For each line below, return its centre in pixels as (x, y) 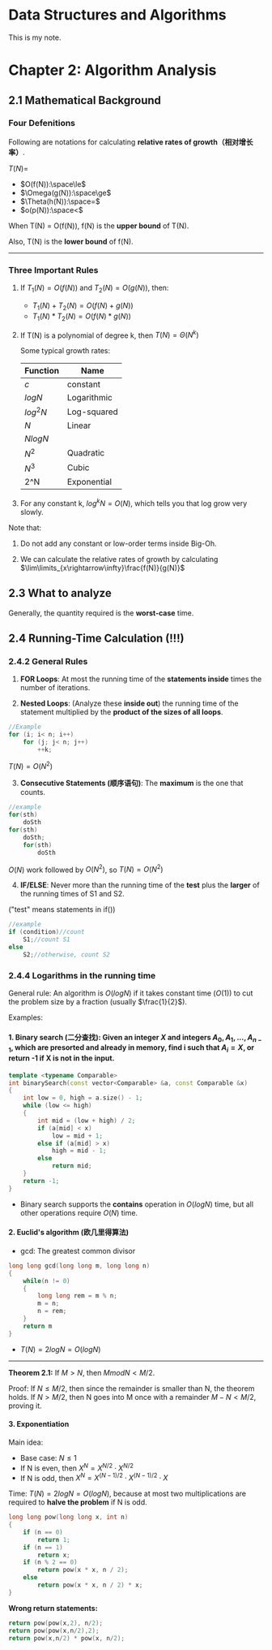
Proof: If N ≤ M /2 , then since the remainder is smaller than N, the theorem (132, 1388)
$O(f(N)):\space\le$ (53, 184)
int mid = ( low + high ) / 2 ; (87, 1121)
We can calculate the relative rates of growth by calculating (119, 559)
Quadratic (86, 453)
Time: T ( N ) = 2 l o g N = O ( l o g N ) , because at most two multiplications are (127, 1494)
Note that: (25, 527)
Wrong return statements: (53, 1608)
